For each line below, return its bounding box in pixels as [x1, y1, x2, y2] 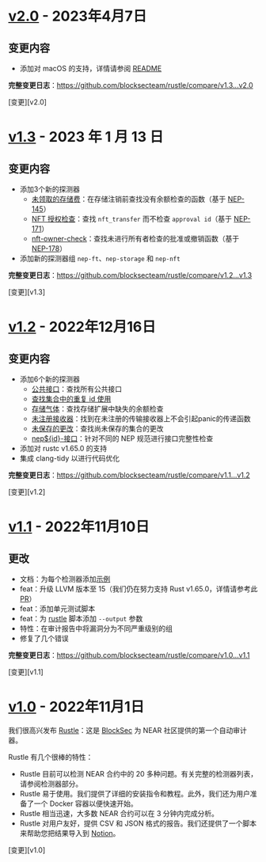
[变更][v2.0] [8, 97, 47, 107]
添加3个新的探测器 [19, 184, 81, 194]
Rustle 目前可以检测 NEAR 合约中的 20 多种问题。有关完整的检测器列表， [19, 769, 258, 778]
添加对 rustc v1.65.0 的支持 [19, 444, 108, 453]
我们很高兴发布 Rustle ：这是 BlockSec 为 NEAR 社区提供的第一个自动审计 [8, 725, 247, 735]
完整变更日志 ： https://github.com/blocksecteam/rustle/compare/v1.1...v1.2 [8, 470, 251, 480]
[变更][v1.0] [8, 845, 46, 855]
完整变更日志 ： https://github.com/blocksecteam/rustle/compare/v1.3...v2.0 [8, 81, 253, 89]
